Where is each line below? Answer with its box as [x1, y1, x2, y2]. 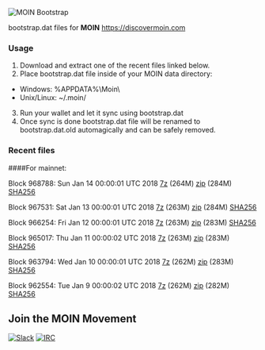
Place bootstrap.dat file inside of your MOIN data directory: [19, 69, 213, 79]
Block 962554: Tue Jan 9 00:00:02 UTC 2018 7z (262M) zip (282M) [8, 280, 230, 290]
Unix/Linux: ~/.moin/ [19, 93, 87, 102]
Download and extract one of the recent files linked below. [19, 60, 210, 71]
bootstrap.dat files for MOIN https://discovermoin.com [8, 23, 186, 32]
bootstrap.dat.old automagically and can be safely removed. [19, 125, 216, 135]
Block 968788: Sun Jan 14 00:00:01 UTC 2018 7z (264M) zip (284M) [8, 179, 232, 188]
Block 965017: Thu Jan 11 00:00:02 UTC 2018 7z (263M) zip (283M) [8, 233, 230, 242]
